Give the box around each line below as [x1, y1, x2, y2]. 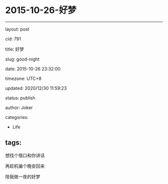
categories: [5, 114, 28, 120]
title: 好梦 [5, 46, 24, 52]
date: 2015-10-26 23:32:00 [5, 65, 61, 71]
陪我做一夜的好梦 [5, 173, 40, 179]
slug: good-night [5, 56, 40, 62]
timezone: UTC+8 [5, 75, 41, 81]
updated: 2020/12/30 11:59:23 [5, 85, 67, 91]
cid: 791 [5, 35, 21, 41]
